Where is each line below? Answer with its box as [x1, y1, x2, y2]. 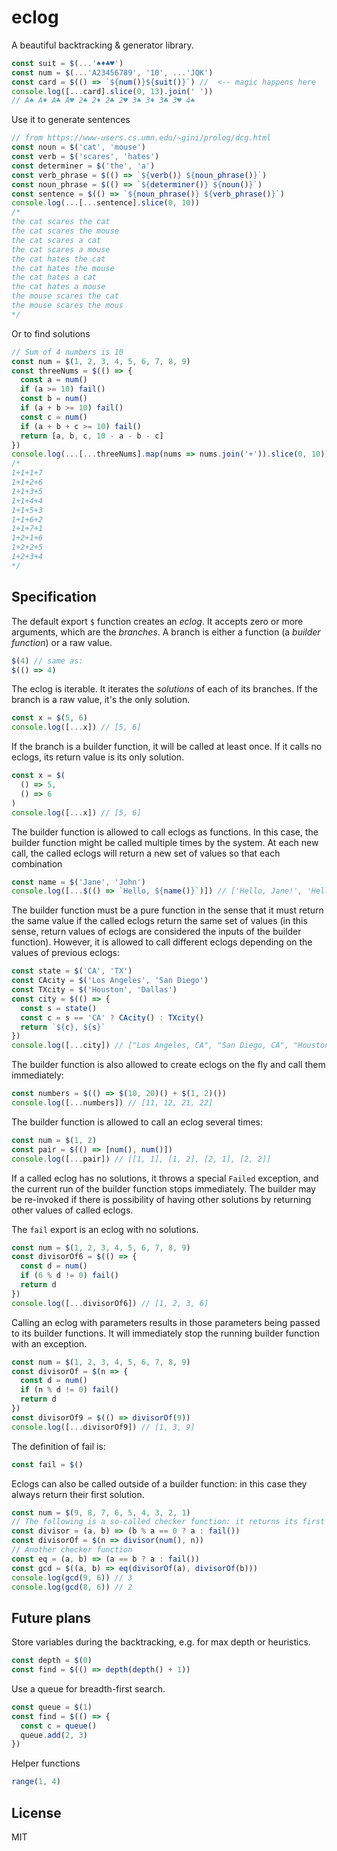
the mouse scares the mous [11, 301, 124, 311]
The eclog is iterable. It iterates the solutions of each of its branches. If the [11, 683, 319, 695]
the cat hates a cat [11, 272, 98, 283]
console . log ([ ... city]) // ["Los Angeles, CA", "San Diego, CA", [11, 1041, 289, 1051]
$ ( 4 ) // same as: [11, 656, 84, 666]
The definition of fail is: [11, 1440, 106, 1452]
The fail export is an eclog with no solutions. [11, 1223, 199, 1235]
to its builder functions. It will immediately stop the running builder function [11, 1327, 320, 1339]
